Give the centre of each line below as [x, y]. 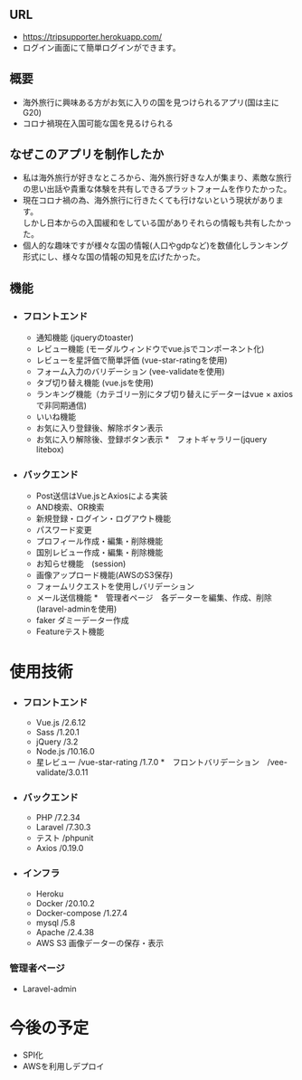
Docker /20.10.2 [65, 903]
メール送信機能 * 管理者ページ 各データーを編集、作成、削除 [154, 598]
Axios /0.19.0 [60, 848]
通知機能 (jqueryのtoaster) [85, 337]
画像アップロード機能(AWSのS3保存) [104, 575]
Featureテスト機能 [70, 631]
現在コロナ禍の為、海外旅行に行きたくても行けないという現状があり [149, 200]
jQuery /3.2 [57, 742]
